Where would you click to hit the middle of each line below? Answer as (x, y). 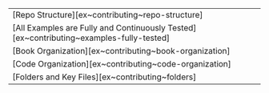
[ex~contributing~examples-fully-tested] (91, 38)
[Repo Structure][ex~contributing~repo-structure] (108, 15)
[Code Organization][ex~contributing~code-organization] (122, 64)
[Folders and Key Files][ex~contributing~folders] (104, 77)
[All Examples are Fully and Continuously (89, 28)
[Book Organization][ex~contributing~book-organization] (121, 51)
